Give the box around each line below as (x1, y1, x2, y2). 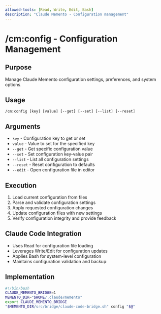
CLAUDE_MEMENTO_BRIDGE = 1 (5, 290, 56, 295)
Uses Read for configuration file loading (12, 242, 94, 248)
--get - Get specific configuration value (12, 146, 93, 152)
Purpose (5, 63, 32, 72)
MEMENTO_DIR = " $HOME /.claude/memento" (5, 295, 83, 300)
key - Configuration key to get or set (12, 135, 86, 141)
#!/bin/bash (5, 286, 30, 291)
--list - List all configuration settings (12, 157, 89, 162)
